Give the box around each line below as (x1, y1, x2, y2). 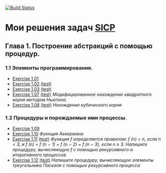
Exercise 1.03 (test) (12, 86, 52, 92)
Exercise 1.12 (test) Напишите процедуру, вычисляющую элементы (12, 157, 154, 163)
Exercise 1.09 (12, 125, 40, 131)
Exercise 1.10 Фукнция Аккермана (12, 131, 83, 137)
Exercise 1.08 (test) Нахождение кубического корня (12, 102, 122, 108)
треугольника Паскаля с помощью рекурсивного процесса (12, 163, 140, 169)
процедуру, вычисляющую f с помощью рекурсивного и (12, 147, 133, 153)
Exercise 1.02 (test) (12, 81, 52, 87)
